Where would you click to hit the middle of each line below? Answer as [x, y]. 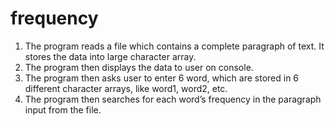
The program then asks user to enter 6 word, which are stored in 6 [162, 78]
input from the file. [63, 109]
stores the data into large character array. [110, 56]
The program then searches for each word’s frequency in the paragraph [173, 99]
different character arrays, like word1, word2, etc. [126, 88]
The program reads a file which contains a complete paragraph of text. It [174, 46]
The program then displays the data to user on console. [139, 67]
